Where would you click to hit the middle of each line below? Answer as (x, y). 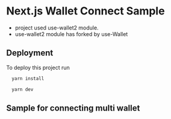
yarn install (28, 78)
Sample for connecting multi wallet (73, 108)
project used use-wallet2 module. (57, 28)
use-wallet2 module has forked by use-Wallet (71, 34)
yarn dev (23, 89)
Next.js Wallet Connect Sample (85, 11)
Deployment (30, 53)
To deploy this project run (38, 67)
